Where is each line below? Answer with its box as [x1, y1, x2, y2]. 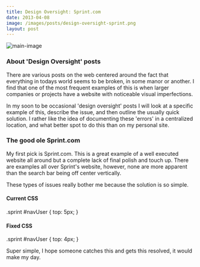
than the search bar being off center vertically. [6, 169, 122, 176]
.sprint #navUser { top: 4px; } [6, 236, 79, 243]
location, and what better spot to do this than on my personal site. [6, 121, 170, 129]
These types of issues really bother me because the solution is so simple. [6, 181, 189, 188]
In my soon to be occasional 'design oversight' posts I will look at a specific [6, 102, 193, 109]
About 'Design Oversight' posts [6, 57, 101, 66]
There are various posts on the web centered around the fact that [6, 71, 169, 79]
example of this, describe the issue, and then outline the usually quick [6, 108, 180, 115]
